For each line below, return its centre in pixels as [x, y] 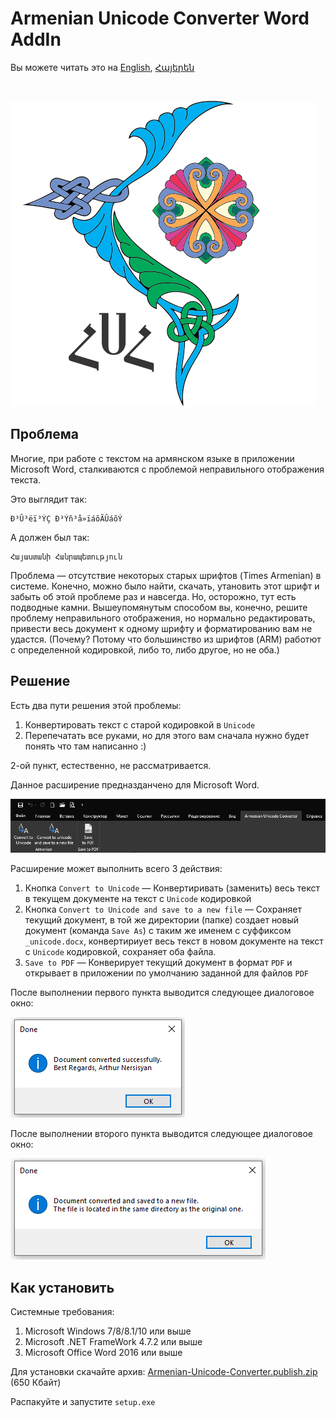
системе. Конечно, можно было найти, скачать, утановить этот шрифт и [165, 586]
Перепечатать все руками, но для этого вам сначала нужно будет [167, 735]
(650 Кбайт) [36, 1383]
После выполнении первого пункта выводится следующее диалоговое [162, 993]
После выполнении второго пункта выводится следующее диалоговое [162, 1134]
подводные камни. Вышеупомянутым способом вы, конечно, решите [159, 607]
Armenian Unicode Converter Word [160, 18]
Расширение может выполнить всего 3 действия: [116, 869]
